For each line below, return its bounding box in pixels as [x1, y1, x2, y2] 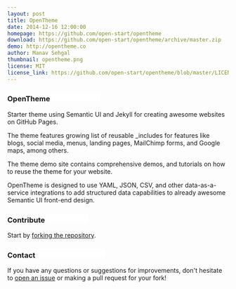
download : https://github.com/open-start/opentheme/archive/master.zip [7, 37, 221, 44]
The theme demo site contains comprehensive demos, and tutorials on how [7, 160, 226, 168]
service [7, 188, 29, 197]
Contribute [7, 215, 46, 225]
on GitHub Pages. [7, 117, 58, 126]
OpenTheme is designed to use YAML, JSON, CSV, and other [7, 181, 184, 189]
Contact [7, 250, 36, 260]
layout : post [7, 10, 46, 18]
